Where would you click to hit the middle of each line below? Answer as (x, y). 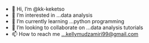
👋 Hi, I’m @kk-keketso (38, 9)
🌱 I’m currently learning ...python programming (68, 21)
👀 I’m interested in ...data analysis (52, 15)
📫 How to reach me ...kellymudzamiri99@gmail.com (75, 34)
